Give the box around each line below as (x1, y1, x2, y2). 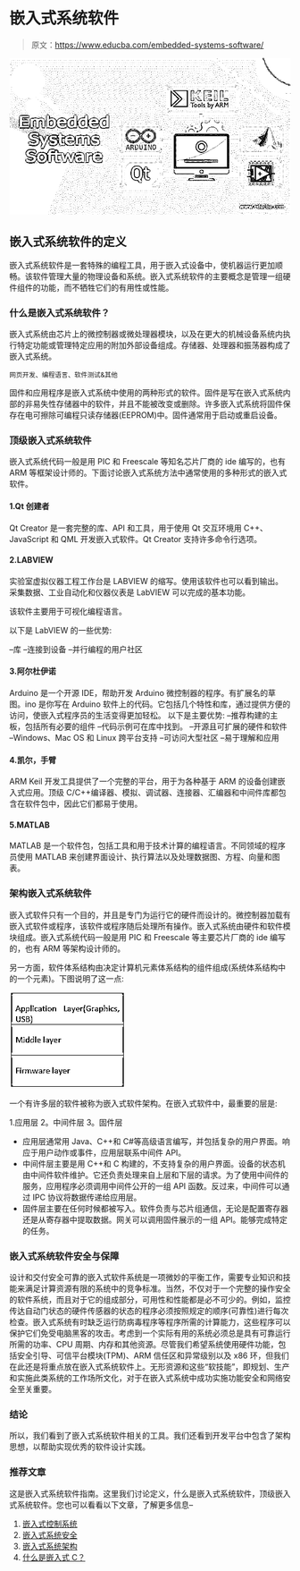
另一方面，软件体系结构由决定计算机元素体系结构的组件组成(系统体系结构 (9, 962, 279, 972)
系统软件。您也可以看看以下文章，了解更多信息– (16, 1499, 194, 1510)
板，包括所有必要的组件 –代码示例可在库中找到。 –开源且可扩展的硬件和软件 (9, 721, 287, 732)
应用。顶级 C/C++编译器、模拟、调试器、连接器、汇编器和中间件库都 (24, 787, 279, 798)
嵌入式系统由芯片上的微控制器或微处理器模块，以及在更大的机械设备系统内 (9, 328, 283, 340)
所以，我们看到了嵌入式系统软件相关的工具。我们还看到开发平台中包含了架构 (9, 1431, 291, 1441)
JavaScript (9, 533, 49, 544)
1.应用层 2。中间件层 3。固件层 (9, 1117, 123, 1127)
